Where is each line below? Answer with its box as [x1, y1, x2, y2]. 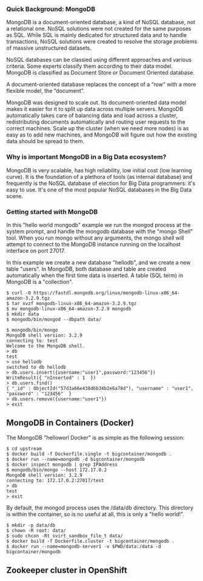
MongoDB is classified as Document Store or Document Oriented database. [6, 69, 195, 76]
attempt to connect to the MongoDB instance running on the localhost [6, 240, 181, 247]
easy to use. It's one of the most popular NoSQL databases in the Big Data [6, 186, 192, 193]
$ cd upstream [6, 445, 42, 452]
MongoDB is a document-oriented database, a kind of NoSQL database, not [6, 19, 196, 26]
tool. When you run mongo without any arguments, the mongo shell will [6, 234, 184, 241]
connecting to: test [6, 337, 59, 344]
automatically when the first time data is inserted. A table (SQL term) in [6, 272, 184, 279]
